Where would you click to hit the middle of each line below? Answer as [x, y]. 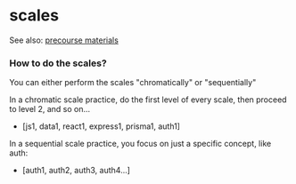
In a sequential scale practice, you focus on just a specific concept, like [140, 144]
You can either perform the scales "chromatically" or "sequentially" [133, 83]
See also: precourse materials [64, 40]
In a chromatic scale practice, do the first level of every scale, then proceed [148, 100]
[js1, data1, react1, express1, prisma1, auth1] [101, 126]
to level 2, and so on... [50, 109]
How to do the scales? [58, 63]
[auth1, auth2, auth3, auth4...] [76, 171]
